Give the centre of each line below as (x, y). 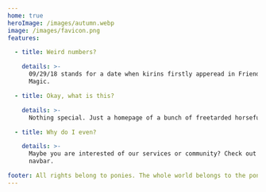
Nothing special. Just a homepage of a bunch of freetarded (130, 118)
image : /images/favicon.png (54, 30)
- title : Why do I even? (56, 132)
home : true (25, 16)
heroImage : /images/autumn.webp (61, 23)
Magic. (39, 81)
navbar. (41, 161)
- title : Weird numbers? (56, 53)
